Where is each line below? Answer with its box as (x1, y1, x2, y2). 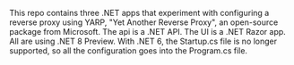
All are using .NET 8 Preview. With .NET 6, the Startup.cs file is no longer (9, 36, 278, 46)
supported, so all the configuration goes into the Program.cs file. (9, 45, 248, 56)
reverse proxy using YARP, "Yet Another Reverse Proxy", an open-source (9, 17, 279, 28)
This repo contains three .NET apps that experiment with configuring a (9, 8, 270, 18)
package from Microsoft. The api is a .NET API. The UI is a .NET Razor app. (9, 27, 287, 37)
